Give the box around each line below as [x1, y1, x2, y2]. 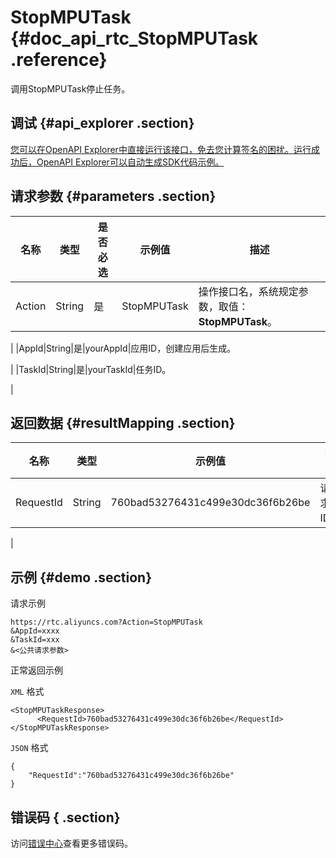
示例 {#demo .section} [10, 569, 153, 586]
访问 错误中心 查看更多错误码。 [10, 837, 133, 849]
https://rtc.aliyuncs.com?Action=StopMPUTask [10, 617, 203, 628]
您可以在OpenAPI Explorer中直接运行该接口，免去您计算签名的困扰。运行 [10, 143, 312, 155]
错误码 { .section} [10, 809, 121, 826]
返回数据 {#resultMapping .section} [10, 414, 236, 431]
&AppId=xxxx [10, 626, 60, 636]
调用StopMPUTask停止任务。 [10, 82, 131, 95]
